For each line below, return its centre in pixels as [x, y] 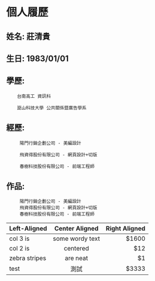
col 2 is [19, 249]
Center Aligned [76, 229]
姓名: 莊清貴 [28, 36]
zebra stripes [28, 258]
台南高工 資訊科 [34, 96]
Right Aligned [125, 229]
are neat [77, 258]
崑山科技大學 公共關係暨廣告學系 [52, 108]
